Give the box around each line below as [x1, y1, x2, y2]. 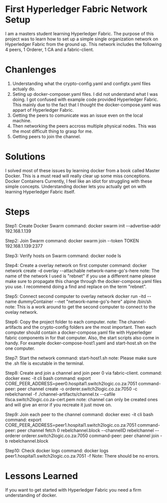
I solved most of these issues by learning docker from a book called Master [5, 167, 160, 173]
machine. [12, 117, 32, 123]
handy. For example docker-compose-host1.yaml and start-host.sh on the [5, 340, 157, 346]
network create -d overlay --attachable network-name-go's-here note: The [5, 267, 160, 273]
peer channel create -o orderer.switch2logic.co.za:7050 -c [17, 386, 138, 392]
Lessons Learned [5, 470, 78, 482]
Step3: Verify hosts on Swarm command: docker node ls [5, 252, 121, 258]
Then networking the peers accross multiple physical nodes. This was [12, 123, 157, 129]
